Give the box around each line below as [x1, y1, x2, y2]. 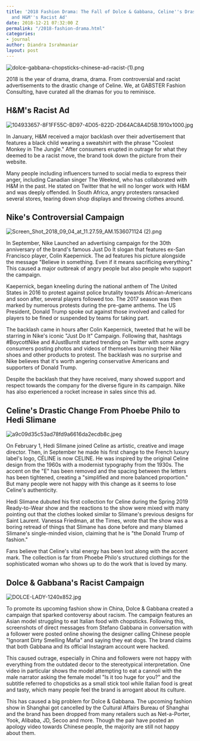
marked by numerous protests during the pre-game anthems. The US [6, 302, 176, 309]
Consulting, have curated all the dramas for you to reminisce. [6, 88, 156, 95]
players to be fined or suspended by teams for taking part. [6, 314, 149, 322]
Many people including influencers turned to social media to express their [6, 169, 187, 176]
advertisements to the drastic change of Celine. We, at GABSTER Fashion [6, 82, 186, 89]
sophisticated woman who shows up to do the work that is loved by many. [6, 560, 187, 568]
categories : [6, 31, 36, 37]
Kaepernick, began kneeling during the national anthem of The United [6, 283, 177, 290]
